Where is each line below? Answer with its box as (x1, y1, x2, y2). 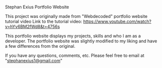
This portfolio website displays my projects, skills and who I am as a (5, 33, 141, 39)
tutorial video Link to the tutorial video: (5, 19, 83, 24)
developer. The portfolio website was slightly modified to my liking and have (5, 38, 157, 44)
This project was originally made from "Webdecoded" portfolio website (5, 14, 147, 19)
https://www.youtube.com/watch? (83, 19, 152, 24)
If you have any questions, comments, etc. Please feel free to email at (5, 53, 144, 58)
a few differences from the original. (5, 43, 75, 49)
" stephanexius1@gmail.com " (5, 58, 62, 63)
